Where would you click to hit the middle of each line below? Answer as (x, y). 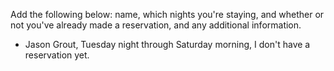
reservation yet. (57, 55)
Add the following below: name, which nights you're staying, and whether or (167, 14)
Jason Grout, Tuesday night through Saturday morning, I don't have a (167, 44)
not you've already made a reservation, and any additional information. (156, 25)
